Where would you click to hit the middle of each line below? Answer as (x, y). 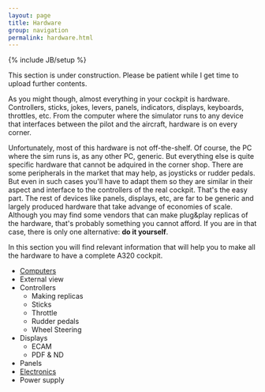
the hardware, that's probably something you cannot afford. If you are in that (132, 224)
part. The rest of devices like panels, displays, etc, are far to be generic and (131, 198)
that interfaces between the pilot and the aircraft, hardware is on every (123, 124)
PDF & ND (48, 355)
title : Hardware (35, 23)
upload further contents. (48, 84)
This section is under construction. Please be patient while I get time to (123, 75)
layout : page (30, 15)
